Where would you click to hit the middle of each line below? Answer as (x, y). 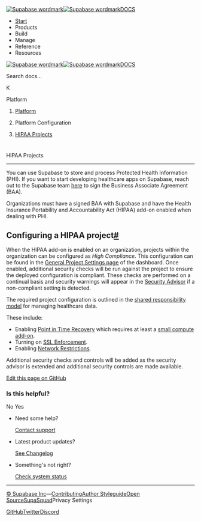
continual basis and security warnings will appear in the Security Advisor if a (100, 282)
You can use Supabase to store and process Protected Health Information (97, 173)
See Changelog (34, 453)
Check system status (41, 477)
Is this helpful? (28, 394)
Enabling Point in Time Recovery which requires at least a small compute (104, 329)
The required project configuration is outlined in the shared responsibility (96, 300)
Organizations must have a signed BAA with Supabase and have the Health (99, 204)
